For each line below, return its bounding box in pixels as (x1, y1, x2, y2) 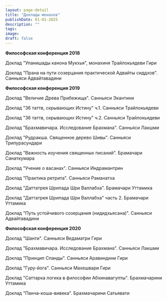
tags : (5, 27, 17, 32)
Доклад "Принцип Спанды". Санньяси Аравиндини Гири (5, 255, 128, 261)
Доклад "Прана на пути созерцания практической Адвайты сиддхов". (5, 69, 158, 76)
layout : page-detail (5, 7, 49, 13)
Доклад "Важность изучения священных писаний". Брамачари (5, 149, 143, 156)
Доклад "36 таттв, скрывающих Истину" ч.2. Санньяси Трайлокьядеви (5, 114, 160, 120)
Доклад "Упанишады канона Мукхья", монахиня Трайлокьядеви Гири (5, 60, 157, 66)
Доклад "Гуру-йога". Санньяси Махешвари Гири (5, 265, 111, 271)
